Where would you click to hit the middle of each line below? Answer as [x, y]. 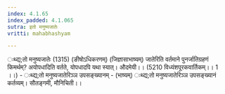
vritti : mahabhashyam [39, 33]
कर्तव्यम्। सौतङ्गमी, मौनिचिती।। [45, 83]
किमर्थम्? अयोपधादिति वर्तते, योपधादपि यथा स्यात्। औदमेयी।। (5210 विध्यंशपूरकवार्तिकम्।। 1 [113, 67]
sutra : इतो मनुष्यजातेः [33, 27]
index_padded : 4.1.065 [40, 20]
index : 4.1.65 [28, 14]
